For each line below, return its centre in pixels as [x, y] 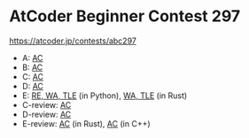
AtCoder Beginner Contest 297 [125, 16]
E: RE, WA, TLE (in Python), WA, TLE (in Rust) [105, 96]
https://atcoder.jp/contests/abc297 [73, 41]
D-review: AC [47, 114]
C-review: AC [47, 104]
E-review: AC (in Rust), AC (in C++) [86, 123]
